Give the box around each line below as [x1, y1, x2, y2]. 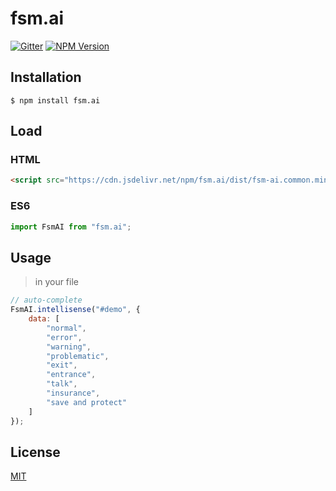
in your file [34, 276, 79, 288]
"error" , [46, 332, 83, 342]
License [10, 443, 61, 461]
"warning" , [46, 342, 92, 352]
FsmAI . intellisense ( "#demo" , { [10, 305, 141, 315]
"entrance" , [46, 370, 97, 380]
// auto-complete [10, 295, 83, 306]
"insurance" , [46, 388, 101, 399]
